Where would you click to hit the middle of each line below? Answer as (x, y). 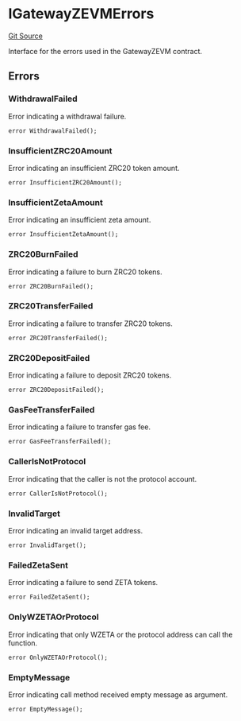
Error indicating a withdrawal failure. (67, 116)
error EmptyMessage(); (46, 709)
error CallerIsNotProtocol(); (58, 494)
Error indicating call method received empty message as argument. (118, 694)
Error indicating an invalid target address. (76, 531)
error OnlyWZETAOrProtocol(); (58, 657)
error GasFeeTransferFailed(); (60, 442)
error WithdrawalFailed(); (53, 131)
